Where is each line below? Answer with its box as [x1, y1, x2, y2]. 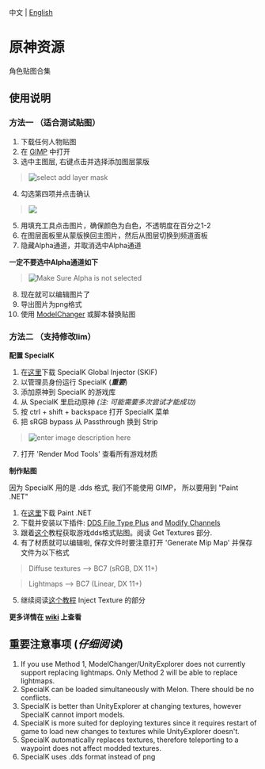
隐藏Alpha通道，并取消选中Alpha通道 [20, 240, 142, 250]
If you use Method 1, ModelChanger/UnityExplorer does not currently [20, 659, 246, 668]
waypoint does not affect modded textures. [20, 743, 161, 752]
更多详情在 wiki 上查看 [9, 612, 82, 622]
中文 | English [9, 8, 54, 17]
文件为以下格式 [20, 547, 70, 557]
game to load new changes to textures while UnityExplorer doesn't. [20, 726, 240, 736]
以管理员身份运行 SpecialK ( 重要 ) [20, 377, 128, 387]
